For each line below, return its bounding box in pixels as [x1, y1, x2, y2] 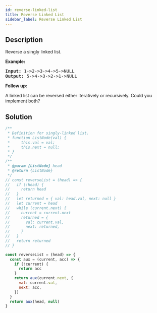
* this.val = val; [7, 140, 56, 145]
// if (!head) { [5, 182, 44, 187]
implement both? [5, 98, 40, 104]
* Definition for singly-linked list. [7, 131, 89, 136]
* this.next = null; [7, 145, 60, 150]
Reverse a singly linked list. [5, 49, 62, 55]
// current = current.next [5, 210, 71, 215]
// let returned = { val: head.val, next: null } [5, 196, 116, 202]
